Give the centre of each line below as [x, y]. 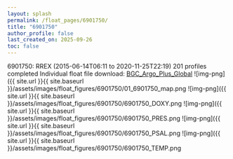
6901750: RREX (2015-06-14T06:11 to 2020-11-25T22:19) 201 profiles [107, 66]
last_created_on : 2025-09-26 [50, 40]
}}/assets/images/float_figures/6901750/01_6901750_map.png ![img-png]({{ [117, 89]
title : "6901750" [33, 27]
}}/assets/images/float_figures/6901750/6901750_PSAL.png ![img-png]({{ [114, 133]
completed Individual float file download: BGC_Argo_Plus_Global [100, 74]
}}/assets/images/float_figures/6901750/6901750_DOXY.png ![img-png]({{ [115, 103]
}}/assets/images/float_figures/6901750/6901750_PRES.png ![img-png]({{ [114, 118]
